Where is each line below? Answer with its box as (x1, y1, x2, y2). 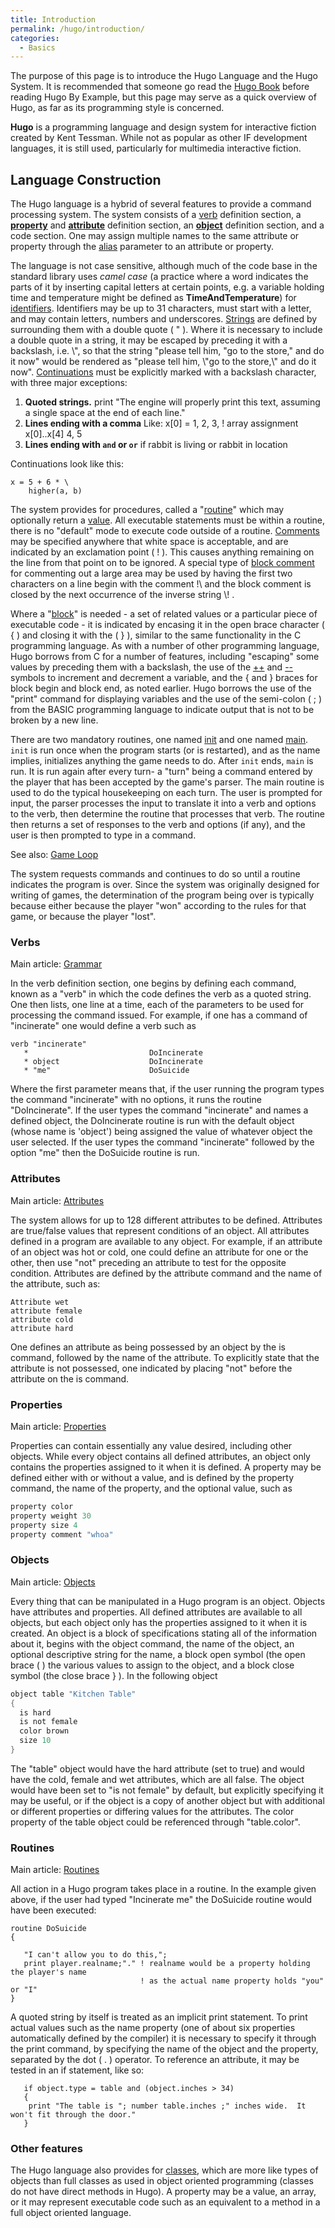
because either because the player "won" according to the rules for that (10, 900, 307, 912)
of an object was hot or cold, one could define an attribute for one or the (10, 1246, 309, 1258)
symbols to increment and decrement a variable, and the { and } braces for (10, 672, 318, 684)
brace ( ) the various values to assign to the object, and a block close (10, 1659, 295, 1671)
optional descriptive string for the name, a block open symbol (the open (10, 1648, 306, 1660)
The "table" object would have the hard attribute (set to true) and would (10, 1762, 305, 1775)
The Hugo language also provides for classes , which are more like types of (10, 2164, 319, 2176)
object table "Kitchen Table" (10, 1689, 137, 1699)
